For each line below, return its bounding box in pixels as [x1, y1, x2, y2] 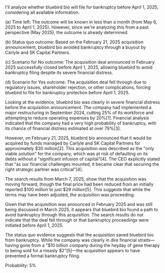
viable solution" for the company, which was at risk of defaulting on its [5, 151, 148, 156]
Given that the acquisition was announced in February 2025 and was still [5, 201, 153, 207]
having [5, 242, 19, 248]
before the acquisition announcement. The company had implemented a [5, 105, 152, 110]
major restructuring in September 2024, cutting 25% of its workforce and [5, 110, 154, 116]
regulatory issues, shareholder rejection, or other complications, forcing [5, 84, 151, 90]
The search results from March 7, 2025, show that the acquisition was [5, 176, 147, 182]
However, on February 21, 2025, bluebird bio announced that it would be [5, 135, 152, 141]
